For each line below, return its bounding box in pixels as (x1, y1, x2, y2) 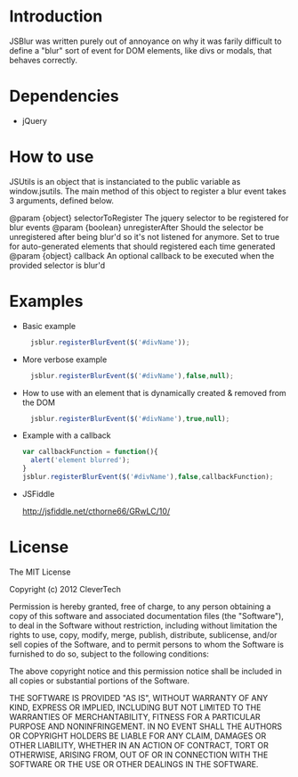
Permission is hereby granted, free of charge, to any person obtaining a (9, 600, 271, 612)
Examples (9, 292, 84, 311)
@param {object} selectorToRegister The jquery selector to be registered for (9, 212, 289, 223)
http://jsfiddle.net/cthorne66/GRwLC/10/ (21, 506, 171, 517)
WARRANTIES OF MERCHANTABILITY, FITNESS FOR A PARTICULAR (9, 711, 261, 722)
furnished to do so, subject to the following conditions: (9, 649, 209, 659)
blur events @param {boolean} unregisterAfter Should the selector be (9, 221, 264, 233)
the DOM (21, 397, 56, 408)
